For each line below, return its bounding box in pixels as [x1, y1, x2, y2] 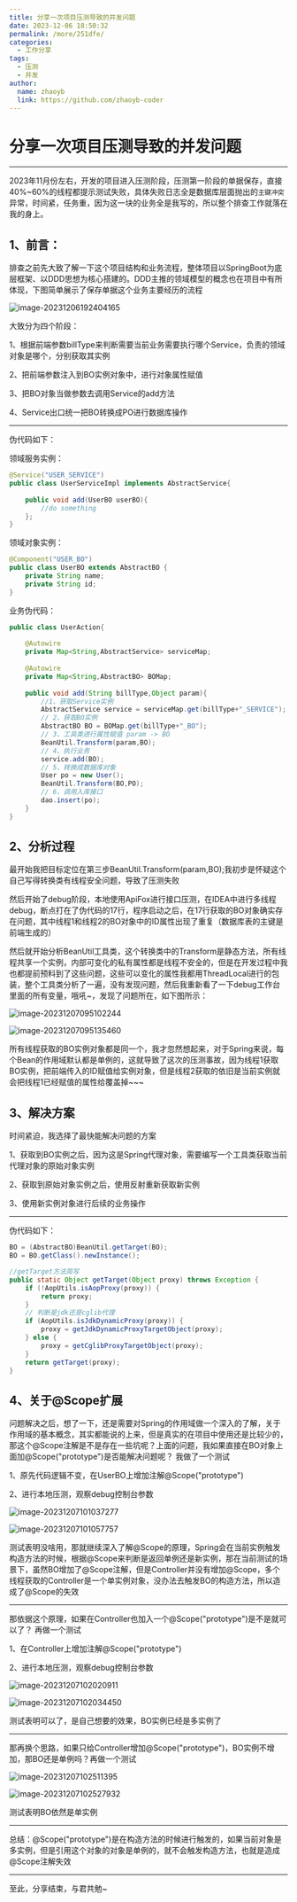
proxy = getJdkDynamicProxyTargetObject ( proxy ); [41, 1325, 224, 1334]
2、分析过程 [9, 839, 75, 854]
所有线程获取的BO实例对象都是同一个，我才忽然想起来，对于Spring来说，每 [9, 1043, 285, 1055]
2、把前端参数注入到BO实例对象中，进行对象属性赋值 [9, 370, 203, 380]
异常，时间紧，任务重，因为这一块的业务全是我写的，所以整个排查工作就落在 [9, 198, 288, 208]
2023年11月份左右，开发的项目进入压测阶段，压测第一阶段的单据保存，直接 [9, 175, 283, 186]
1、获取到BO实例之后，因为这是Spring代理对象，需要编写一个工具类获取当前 [9, 1150, 287, 1160]
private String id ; [25, 580, 97, 589]
